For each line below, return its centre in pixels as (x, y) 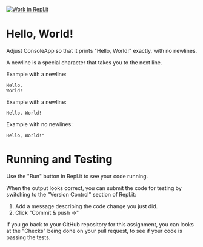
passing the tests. (28, 237)
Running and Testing (59, 159)
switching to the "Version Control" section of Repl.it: (71, 194)
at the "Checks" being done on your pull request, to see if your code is (95, 231)
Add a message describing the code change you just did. (86, 206)
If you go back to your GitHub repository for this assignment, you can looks (100, 224)
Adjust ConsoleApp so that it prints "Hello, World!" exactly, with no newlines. (102, 50)
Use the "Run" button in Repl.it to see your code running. (77, 176)
